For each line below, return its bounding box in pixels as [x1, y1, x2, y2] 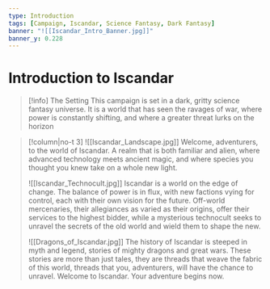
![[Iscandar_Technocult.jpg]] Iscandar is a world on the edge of [27, 178, 238, 188]
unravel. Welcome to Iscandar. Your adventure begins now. [27, 271, 225, 281]
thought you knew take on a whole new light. [27, 163, 178, 173]
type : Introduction [8, 11, 74, 20]
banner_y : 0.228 [8, 34, 63, 43]
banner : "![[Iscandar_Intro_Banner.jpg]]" [8, 27, 154, 35]
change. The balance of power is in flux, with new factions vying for [27, 187, 255, 197]
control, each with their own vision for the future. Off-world [27, 195, 226, 206]
